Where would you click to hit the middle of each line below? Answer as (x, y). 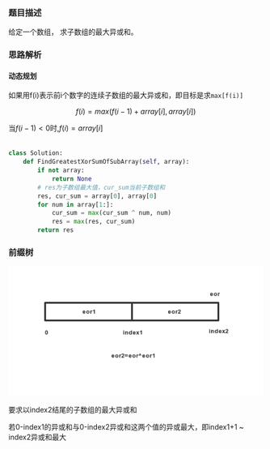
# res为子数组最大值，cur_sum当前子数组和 (101, 187)
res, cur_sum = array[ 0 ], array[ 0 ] (97, 196)
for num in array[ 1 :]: (76, 204)
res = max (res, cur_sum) (93, 222)
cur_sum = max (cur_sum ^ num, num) (112, 213)
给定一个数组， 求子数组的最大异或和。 (73, 32)
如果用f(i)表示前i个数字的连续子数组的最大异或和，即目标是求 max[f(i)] (126, 96)
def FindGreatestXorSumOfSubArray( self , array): (106, 162)
